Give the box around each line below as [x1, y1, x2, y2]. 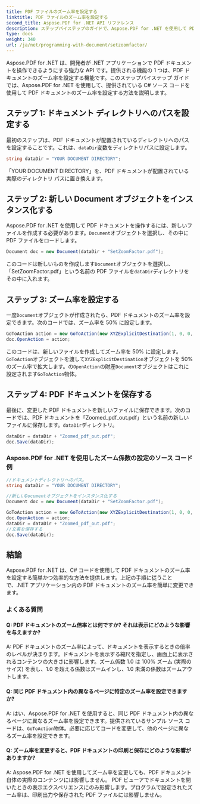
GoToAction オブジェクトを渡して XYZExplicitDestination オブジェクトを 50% [6, 355, 193, 362]
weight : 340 [6, 36, 36, 42]
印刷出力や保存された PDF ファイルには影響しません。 [32, 791, 165, 798]
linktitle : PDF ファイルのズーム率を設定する [6, 14, 108, 20]
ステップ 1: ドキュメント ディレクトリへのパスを [6, 108, 182, 118]
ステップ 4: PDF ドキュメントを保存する [6, 389, 153, 400]
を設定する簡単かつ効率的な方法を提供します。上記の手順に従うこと [6, 574, 173, 581]
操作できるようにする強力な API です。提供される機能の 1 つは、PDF [16, 66, 183, 73]
